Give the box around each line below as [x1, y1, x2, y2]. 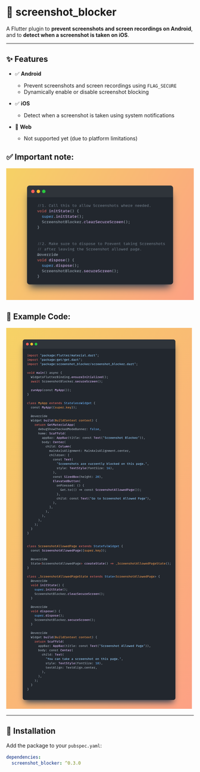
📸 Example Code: [6, 312, 71, 322]
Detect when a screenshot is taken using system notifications [23, 111, 174, 118]
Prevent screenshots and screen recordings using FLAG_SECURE [23, 82, 177, 89]
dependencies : [6, 754, 42, 760]
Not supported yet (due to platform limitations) [23, 135, 138, 142]
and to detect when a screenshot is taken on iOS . [6, 31, 130, 38]
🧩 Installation [6, 726, 56, 736]
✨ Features [6, 54, 48, 64]
